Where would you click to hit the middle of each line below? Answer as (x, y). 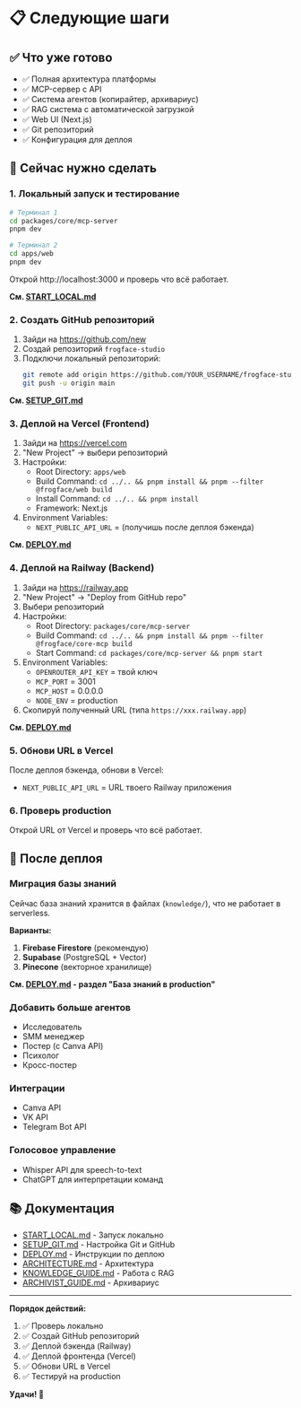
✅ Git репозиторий (58, 129)
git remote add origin (64, 375)
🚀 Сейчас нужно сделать (83, 168)
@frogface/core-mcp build (84, 643)
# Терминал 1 (34, 213)
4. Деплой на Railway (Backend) (82, 568)
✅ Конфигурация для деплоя (77, 140)
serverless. (30, 913)
